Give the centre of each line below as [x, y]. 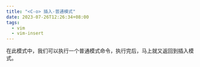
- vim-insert [28, 33]
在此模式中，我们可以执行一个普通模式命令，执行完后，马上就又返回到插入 [97, 51]
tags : [13, 22]
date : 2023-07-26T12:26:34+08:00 [48, 17]
